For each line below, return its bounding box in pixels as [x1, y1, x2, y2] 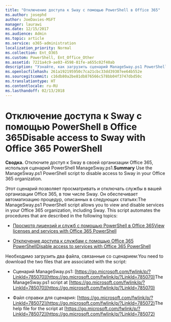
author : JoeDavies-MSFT [5, 17, 56, 22]
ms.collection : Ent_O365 [5, 50, 58, 55]
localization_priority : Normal [5, 45, 72, 51]
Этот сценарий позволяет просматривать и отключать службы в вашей [5, 186, 162, 192]
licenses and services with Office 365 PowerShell [12, 228, 117, 234]
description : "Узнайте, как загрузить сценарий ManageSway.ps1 [5, 64, 142, 69]
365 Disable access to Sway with [5, 132, 146, 143]
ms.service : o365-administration [5, 41, 76, 46]
